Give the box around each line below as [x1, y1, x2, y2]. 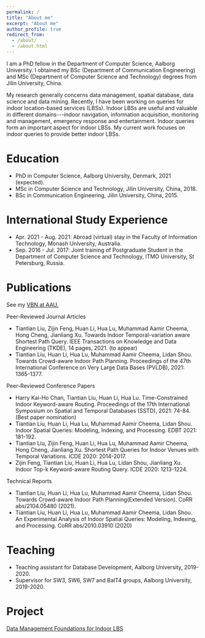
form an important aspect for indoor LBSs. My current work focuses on [6, 124, 185, 131]
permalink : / [6, 9, 40, 15]
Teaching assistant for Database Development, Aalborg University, [15, 563, 183, 571]
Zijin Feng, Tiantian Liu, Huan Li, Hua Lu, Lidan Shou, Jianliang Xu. [15, 459, 182, 466]
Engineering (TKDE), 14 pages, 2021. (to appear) [15, 344, 138, 351]
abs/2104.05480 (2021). [15, 502, 76, 509]
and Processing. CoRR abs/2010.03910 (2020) [15, 522, 133, 529]
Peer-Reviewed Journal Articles [6, 313, 86, 320]
